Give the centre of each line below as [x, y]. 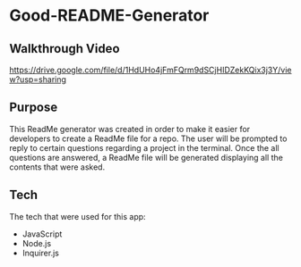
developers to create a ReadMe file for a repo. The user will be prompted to [148, 138]
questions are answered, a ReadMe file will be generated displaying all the [146, 157]
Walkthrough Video [64, 49]
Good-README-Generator [109, 16]
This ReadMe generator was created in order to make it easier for [130, 129]
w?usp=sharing [38, 79]
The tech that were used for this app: [77, 216]
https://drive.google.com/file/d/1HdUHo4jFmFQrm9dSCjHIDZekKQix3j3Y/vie [150, 70]
